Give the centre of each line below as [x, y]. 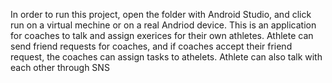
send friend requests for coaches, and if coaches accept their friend [151, 46]
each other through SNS [60, 67]
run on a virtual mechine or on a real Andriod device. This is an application [163, 25]
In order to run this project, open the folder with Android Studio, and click [161, 14]
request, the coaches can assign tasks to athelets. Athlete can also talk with [166, 57]
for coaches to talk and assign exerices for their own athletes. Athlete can [162, 35]
